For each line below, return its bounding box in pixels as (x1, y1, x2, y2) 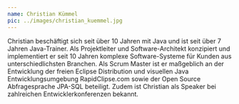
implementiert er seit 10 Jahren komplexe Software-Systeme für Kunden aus (7, 51, 232, 61)
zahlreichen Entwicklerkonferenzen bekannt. (7, 90, 139, 98)
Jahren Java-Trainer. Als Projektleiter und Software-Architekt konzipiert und (7, 44, 230, 53)
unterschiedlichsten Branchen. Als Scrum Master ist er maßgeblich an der (7, 59, 225, 68)
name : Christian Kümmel (7, 10, 78, 18)
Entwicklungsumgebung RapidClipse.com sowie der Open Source (7, 74, 201, 83)
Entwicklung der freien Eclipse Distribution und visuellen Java (7, 67, 189, 76)
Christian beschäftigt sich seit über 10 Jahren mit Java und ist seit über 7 (7, 36, 221, 45)
